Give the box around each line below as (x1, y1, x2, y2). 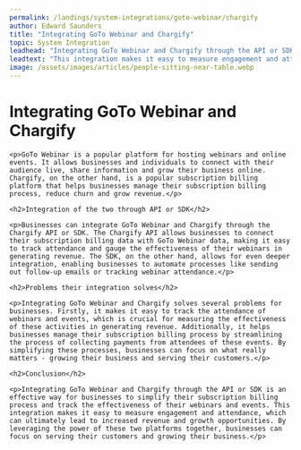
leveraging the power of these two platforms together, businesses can (9, 424, 282, 433)
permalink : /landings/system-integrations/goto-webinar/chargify (9, 13, 258, 22)
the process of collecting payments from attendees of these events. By (9, 337, 287, 347)
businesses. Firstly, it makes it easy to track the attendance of (9, 306, 267, 316)
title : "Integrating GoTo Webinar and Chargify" (9, 30, 194, 38)
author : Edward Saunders (9, 21, 102, 30)
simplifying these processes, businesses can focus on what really (9, 345, 267, 354)
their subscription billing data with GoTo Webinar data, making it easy (9, 236, 291, 245)
